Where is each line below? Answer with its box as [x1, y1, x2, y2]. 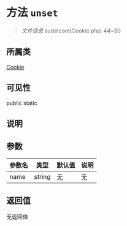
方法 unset [6, 6, 58, 20]
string [34, 172, 51, 181]
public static [6, 99, 38, 107]
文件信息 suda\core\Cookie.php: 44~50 [21, 27, 121, 34]
